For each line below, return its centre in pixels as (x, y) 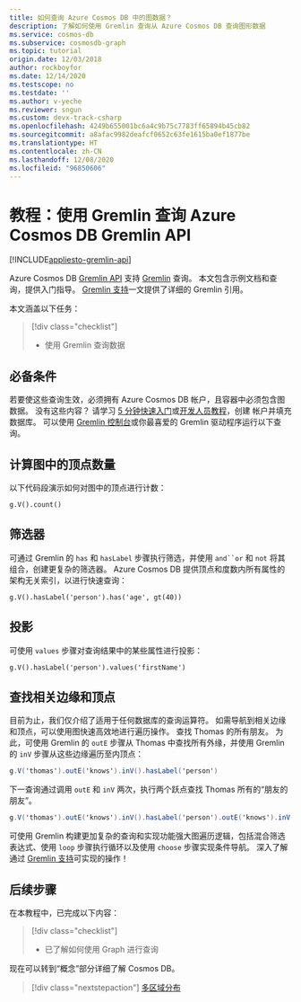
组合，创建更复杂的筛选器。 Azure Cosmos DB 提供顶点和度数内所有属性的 (147, 569)
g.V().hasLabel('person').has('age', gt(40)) (95, 597)
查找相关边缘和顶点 (62, 697)
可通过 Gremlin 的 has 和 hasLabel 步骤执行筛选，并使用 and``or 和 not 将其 (147, 557)
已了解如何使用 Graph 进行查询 (101, 949)
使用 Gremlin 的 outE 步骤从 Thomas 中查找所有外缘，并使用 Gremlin (159, 743)
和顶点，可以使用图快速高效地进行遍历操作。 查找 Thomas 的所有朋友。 (142, 732)
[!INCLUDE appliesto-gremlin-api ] (70, 260)
